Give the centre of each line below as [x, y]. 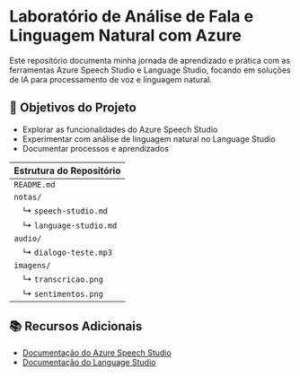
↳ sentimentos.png [63, 293]
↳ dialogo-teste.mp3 [68, 251]
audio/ [28, 238]
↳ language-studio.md [70, 224]
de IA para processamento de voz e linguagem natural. [111, 79]
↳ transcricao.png [63, 278]
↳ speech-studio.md [66, 210]
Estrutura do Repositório [67, 171]
